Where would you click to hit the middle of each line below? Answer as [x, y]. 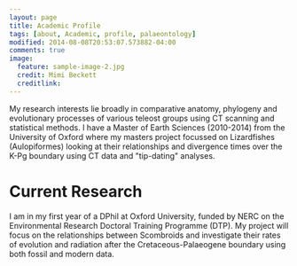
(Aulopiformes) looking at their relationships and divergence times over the [146, 146]
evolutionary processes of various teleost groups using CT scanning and [142, 118]
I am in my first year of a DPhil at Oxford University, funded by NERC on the [147, 216]
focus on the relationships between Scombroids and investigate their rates [145, 235]
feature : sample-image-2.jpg [71, 67]
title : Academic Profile [55, 26]
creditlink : [39, 83]
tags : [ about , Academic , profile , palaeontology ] [103, 34]
